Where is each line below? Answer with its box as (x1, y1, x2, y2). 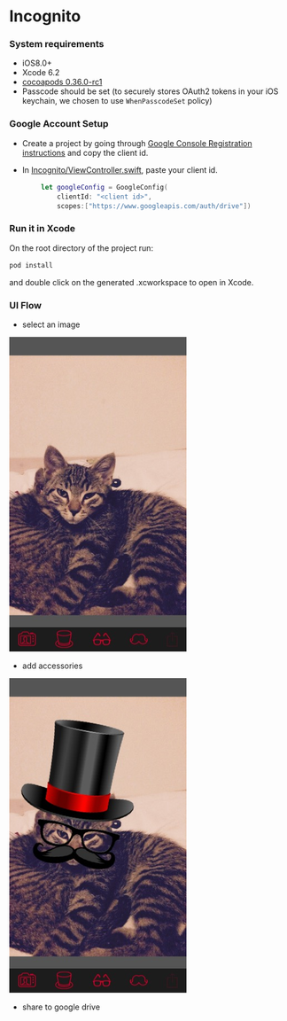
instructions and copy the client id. (21, 147, 149, 158)
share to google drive (21, 1002, 100, 1012)
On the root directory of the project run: (9, 242, 153, 253)
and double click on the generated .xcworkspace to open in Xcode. (9, 277, 254, 287)
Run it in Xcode (9, 222, 76, 235)
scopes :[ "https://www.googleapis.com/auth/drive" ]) (56, 201, 252, 210)
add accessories (21, 660, 83, 671)
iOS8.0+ (21, 58, 52, 68)
